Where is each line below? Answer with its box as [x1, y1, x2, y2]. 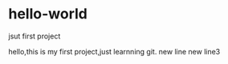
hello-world [8, 5, 88, 23]
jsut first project [8, 31, 61, 41]
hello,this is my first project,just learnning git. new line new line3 [8, 46, 221, 56]
